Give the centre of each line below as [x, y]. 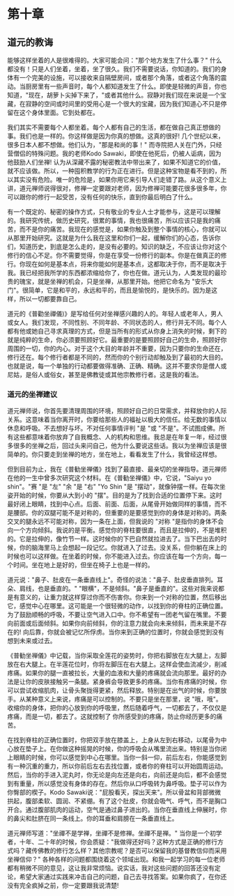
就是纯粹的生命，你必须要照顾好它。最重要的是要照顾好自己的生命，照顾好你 [117, 340]
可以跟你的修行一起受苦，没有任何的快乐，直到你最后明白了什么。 [102, 197]
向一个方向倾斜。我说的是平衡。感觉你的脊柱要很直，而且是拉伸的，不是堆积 [117, 530]
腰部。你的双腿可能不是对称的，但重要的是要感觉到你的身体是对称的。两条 [120, 513]
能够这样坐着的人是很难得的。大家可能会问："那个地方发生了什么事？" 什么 [115, 60]
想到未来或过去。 [32, 641]
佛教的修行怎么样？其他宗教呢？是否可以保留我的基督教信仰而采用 [132, 851]
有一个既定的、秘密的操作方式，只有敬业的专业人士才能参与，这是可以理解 [114, 212]
